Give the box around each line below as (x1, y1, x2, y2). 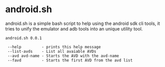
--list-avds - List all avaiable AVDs (7, 49, 96, 54)
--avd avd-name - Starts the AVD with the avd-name (7, 53, 119, 58)
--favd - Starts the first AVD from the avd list (7, 57, 133, 63)
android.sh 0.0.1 (5, 36, 42, 41)
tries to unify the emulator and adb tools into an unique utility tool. (5, 25, 143, 31)
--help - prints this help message (7, 44, 101, 49)
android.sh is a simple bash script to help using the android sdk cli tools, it (5, 20, 160, 26)
